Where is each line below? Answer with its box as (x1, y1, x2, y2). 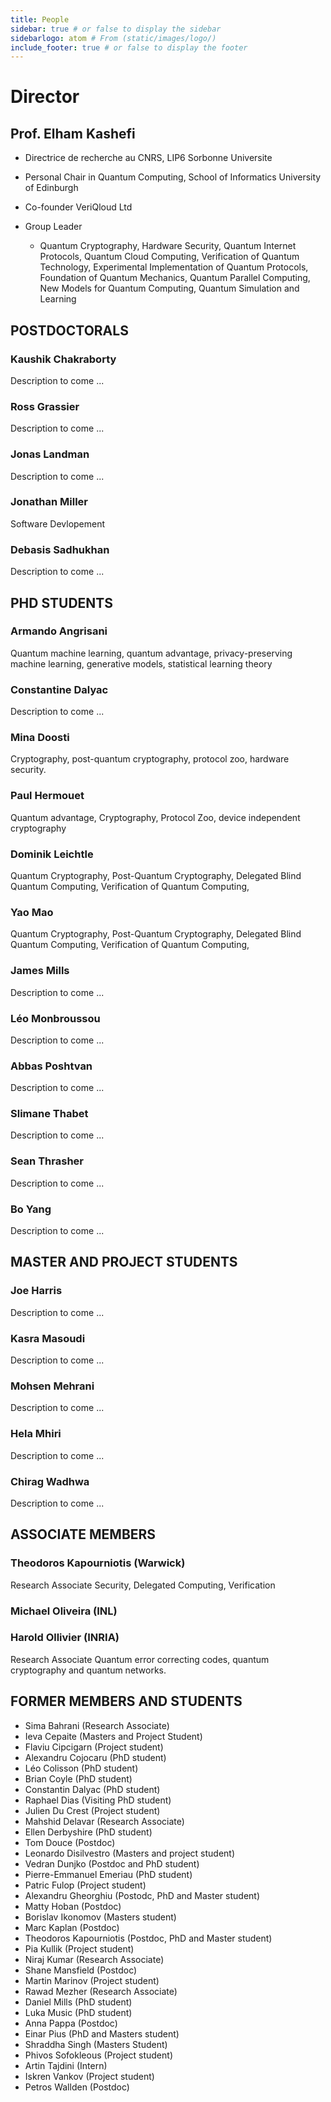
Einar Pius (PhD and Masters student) (24, 2027, 180, 2040)
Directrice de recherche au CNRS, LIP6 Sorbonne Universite (24, 152, 273, 164)
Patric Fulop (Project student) (24, 1879, 147, 1891)
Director (10, 86, 80, 108)
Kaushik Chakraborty (10, 352, 117, 366)
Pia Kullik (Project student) (24, 1942, 135, 1955)
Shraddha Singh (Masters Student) (24, 2038, 168, 2050)
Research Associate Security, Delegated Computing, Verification (10, 1579, 276, 1591)
